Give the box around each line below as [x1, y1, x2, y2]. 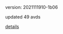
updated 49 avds [5, 14, 41, 19]
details [5, 23, 19, 29]
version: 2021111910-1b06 [5, 4, 58, 10]
